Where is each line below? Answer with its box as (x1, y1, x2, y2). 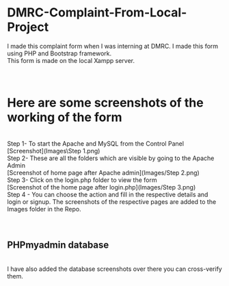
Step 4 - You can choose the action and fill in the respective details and (7, 190, 208, 198)
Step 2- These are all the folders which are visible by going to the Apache (7, 154, 215, 162)
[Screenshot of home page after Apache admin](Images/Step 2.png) (7, 168, 200, 177)
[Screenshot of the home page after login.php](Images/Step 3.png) (7, 183, 196, 191)
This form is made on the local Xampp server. (7, 56, 135, 64)
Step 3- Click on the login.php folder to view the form (7, 176, 157, 184)
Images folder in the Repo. (7, 205, 81, 213)
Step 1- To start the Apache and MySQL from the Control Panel (7, 139, 185, 148)
